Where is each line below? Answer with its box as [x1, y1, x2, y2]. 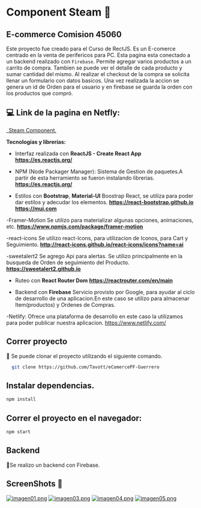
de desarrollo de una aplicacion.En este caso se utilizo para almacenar [14, 295, 190, 302]
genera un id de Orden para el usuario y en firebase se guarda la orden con [6, 83, 193, 90]
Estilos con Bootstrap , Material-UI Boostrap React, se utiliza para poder [14, 192, 194, 199]
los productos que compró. [6, 90, 73, 96]
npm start [6, 429, 31, 435]
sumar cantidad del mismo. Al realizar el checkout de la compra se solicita [6, 71, 190, 77]
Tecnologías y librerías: [6, 138, 66, 146]
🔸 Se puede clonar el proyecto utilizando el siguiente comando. [6, 352, 163, 359]
